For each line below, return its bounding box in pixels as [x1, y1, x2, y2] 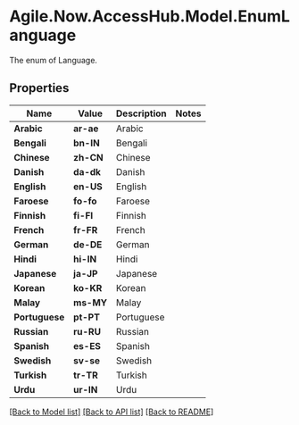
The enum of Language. [9, 54, 98, 65]
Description [115, 107, 167, 120]
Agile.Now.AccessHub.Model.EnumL [9, 6, 290, 27]
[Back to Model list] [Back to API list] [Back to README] [9, 406, 214, 417]
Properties [9, 80, 70, 96]
